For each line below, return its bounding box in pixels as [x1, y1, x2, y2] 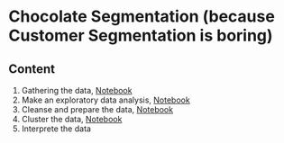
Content [8, 61, 56, 76]
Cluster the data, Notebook [21, 114, 123, 124]
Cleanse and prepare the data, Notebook [21, 104, 173, 114]
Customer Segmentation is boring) [8, 25, 273, 46]
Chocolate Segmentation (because [8, 6, 276, 27]
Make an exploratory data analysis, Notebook [21, 94, 190, 105]
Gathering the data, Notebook [21, 85, 133, 95]
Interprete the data [21, 123, 92, 134]
